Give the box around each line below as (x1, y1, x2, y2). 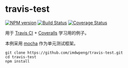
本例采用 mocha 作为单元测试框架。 (5, 40, 78, 46)
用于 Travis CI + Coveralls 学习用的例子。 (5, 30, 89, 35)
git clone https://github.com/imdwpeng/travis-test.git (5, 50, 123, 55)
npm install (5, 59, 30, 64)
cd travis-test (5, 54, 37, 60)
